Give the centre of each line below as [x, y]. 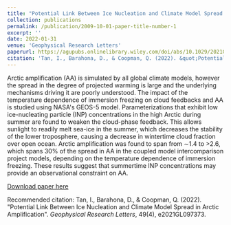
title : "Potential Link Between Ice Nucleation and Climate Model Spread [115, 13]
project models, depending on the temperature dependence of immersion [111, 158]
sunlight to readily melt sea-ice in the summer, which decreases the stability [115, 129]
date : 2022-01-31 [32, 39]
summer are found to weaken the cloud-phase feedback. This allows [104, 122]
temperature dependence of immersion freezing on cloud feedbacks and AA [115, 100]
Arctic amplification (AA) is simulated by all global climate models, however [113, 78]
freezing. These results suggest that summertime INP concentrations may [112, 165]
